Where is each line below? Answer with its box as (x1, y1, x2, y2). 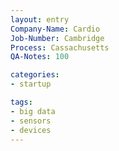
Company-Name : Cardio (10, 24, 101, 34)
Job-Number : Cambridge (10, 33, 105, 43)
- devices (10, 125, 52, 135)
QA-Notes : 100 (10, 52, 70, 62)
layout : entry (10, 14, 70, 25)
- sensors (10, 116, 52, 126)
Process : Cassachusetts (10, 42, 110, 53)
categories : (10, 70, 60, 80)
